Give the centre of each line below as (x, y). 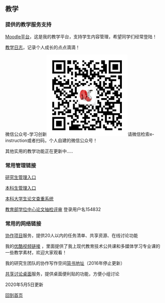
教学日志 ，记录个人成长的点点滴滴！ (43, 47)
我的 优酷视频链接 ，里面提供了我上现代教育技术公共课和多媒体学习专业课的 (83, 246)
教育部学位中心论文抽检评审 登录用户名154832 (53, 209)
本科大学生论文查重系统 (29, 198)
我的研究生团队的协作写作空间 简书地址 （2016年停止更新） (65, 263)
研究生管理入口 (21, 177)
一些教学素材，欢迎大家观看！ (36, 253)
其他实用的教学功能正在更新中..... (39, 151)
